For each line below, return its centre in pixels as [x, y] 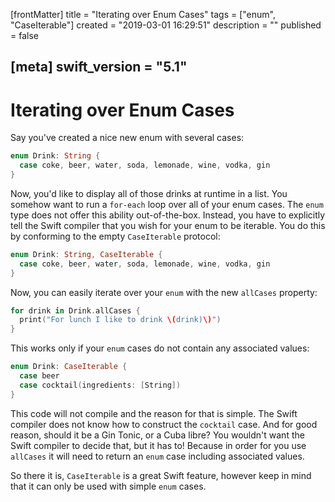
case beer [39, 376]
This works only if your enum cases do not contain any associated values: [160, 348]
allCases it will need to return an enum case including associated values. [157, 456]
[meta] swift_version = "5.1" [99, 67]
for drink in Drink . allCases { [75, 310]
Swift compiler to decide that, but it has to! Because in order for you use [158, 445]
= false [24, 35]
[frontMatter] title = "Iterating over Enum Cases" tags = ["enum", [143, 14]
